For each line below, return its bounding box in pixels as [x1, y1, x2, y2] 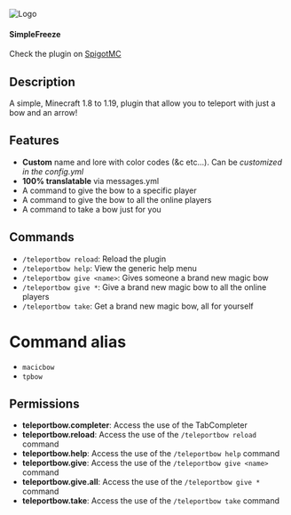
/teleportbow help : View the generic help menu [21, 262, 198, 273]
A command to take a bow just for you [21, 204, 161, 214]
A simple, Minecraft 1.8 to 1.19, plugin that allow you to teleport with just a [9, 98, 276, 109]
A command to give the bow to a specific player [21, 185, 197, 196]
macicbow [21, 363, 55, 372]
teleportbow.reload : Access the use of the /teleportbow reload [21, 430, 257, 440]
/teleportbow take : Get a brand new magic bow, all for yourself [21, 301, 255, 311]
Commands [9, 229, 75, 245]
